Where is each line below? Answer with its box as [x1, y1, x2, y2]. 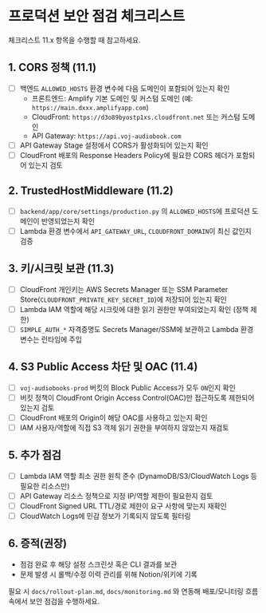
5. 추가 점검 [8, 449, 62, 462]
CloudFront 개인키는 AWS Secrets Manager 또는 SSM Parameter [19, 284, 229, 294]
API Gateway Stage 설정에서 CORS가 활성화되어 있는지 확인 [19, 140, 209, 150]
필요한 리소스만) [19, 481, 70, 491]
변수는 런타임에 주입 [19, 334, 82, 344]
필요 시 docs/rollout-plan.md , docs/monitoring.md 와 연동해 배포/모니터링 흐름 [8, 586, 259, 595]
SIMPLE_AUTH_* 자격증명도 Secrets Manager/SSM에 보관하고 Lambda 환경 [19, 324, 254, 334]
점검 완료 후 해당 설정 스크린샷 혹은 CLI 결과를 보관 [19, 560, 178, 569]
